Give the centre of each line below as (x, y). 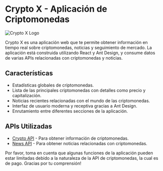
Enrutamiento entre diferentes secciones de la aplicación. (70, 111)
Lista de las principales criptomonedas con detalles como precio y (79, 90)
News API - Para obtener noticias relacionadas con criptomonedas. (80, 143)
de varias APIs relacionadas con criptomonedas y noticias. (64, 58)
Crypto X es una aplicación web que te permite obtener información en (76, 42)
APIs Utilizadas (29, 126)
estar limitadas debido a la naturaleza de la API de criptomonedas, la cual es (82, 158)
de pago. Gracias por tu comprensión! (43, 163)
